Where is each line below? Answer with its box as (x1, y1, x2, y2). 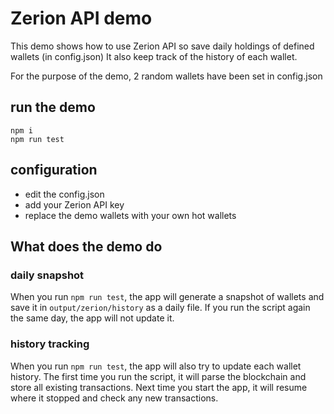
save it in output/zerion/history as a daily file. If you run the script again (10, 302, 311, 314)
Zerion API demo (10, 7, 153, 30)
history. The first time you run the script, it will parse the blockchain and (10, 370, 307, 382)
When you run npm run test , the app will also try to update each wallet (10, 360, 302, 372)
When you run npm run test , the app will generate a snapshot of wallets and (10, 291, 325, 303)
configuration (10, 162, 98, 179)
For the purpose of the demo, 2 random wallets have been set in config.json (10, 70, 323, 82)
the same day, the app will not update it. (10, 312, 175, 324)
